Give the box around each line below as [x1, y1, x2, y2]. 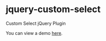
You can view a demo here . [6, 30, 63, 36]
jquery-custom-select [6, 4, 101, 15]
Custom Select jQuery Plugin [6, 20, 66, 26]
